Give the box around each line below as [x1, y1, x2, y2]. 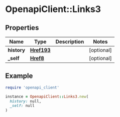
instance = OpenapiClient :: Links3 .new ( [5, 94, 89, 99]
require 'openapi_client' [5, 85, 59, 90]
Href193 [30, 46, 51, 53]
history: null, [10, 98, 42, 103]
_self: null [10, 103, 35, 108]
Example [5, 71, 33, 80]
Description [55, 38, 84, 45]
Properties [5, 23, 39, 32]
